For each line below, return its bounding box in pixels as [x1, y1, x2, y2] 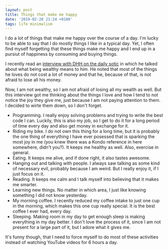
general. [12, 150, 30, 156]
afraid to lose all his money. [5, 77, 62, 83]
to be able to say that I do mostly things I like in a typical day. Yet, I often [5, 41, 154, 47]
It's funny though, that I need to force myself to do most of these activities [5, 234, 159, 240]
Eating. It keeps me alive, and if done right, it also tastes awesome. [12, 155, 150, 161]
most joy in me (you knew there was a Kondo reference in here [12, 139, 142, 145]
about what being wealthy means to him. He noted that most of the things [5, 66, 157, 72]
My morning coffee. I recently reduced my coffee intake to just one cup [12, 198, 160, 204]
